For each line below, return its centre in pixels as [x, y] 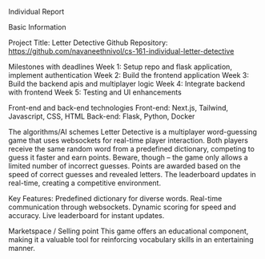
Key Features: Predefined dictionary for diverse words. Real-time [115, 198]
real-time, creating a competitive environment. [85, 183]
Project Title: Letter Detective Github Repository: [88, 42]
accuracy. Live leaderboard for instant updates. [86, 215]
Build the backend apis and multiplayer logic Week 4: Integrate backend [127, 84]
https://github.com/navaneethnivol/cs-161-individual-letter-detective [121, 51]
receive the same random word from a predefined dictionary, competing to [131, 149]
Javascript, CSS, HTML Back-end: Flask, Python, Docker [102, 116]
